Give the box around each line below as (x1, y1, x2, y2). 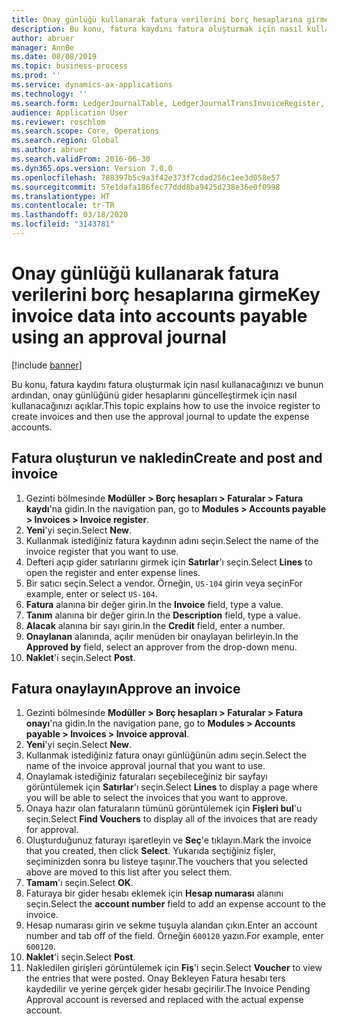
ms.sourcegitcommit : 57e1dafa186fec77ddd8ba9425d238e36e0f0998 (11, 182, 281, 192)
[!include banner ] (11, 359, 83, 371)
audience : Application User (11, 107, 129, 118)
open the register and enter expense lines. (25, 566, 201, 578)
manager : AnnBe (11, 42, 75, 53)
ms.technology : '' (11, 89, 88, 99)
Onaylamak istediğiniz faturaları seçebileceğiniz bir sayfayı (25, 771, 268, 783)
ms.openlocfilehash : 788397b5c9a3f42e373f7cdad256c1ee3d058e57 (11, 172, 281, 183)
